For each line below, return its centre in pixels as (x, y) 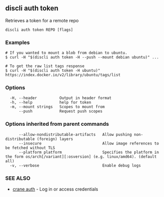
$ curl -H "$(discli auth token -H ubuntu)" (53, 71)
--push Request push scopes (60, 111)
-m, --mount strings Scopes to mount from (57, 107)
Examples (18, 42)
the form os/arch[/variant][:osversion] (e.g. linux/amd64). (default (81, 157)
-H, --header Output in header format (61, 98)
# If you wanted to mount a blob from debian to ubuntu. (66, 53)
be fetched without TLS (30, 148)
